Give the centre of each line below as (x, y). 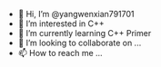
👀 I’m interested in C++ (61, 24)
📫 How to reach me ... (60, 53)
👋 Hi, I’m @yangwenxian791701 (76, 14)
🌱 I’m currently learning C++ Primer (85, 33)
